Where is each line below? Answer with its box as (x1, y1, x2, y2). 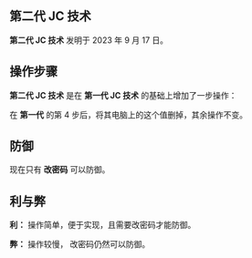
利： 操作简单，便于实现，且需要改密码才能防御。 (9, 220, 196, 231)
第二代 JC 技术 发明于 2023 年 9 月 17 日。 (9, 35, 169, 46)
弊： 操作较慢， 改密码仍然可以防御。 (9, 239, 151, 250)
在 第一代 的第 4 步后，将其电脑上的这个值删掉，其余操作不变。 (9, 108, 248, 120)
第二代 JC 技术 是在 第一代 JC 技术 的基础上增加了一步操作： (9, 89, 237, 100)
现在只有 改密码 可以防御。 (9, 164, 110, 175)
